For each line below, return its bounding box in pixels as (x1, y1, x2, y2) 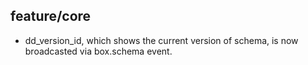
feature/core (10, 8, 92, 25)
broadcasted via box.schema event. (24, 45, 173, 57)
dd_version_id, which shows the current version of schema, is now (24, 34, 299, 46)
